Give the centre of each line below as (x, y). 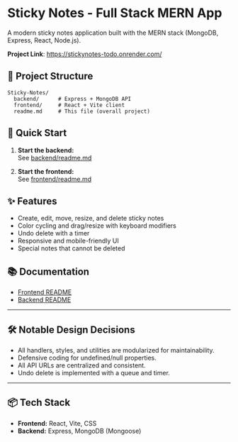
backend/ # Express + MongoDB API (73, 99)
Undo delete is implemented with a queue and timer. (93, 373)
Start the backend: (46, 150)
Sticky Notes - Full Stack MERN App (115, 13)
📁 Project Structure (50, 76)
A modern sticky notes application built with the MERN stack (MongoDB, (113, 33)
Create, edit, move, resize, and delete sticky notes (91, 219)
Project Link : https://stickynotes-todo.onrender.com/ (85, 54)
